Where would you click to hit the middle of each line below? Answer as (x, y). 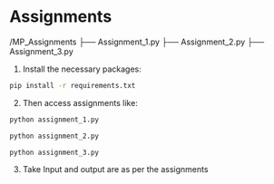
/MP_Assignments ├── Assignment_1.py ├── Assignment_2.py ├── (137, 42)
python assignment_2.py (54, 136)
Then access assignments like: (80, 102)
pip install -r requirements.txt (73, 85)
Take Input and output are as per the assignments (115, 169)
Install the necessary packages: (82, 69)
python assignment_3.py (54, 152)
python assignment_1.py (54, 120)
